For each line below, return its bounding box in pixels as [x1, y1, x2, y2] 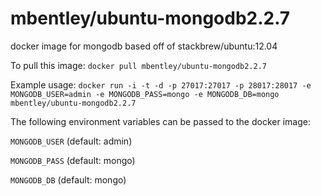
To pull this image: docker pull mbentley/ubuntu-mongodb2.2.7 [10, 59, 268, 71]
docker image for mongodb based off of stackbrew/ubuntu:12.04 [10, 40, 278, 52]
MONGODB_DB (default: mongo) [10, 173, 127, 186]
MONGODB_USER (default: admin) [10, 135, 133, 147]
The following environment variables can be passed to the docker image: [10, 115, 311, 127]
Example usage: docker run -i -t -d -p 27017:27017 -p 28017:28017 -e [10, 78, 312, 91]
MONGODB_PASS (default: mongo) [10, 154, 136, 166]
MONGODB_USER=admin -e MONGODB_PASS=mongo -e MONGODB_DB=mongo [10, 89, 280, 99]
